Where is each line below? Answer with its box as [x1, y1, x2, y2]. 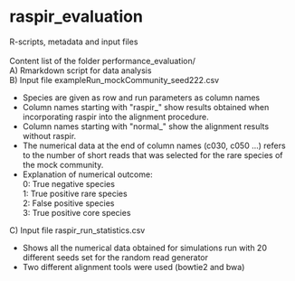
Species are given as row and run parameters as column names [22, 92, 261, 103]
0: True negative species [22, 178, 116, 189]
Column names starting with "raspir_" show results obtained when [22, 101, 270, 112]
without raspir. [22, 130, 77, 141]
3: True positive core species [22, 207, 131, 218]
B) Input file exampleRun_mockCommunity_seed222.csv [9, 74, 220, 85]
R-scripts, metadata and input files [9, 36, 138, 47]
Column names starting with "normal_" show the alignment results [22, 120, 270, 132]
